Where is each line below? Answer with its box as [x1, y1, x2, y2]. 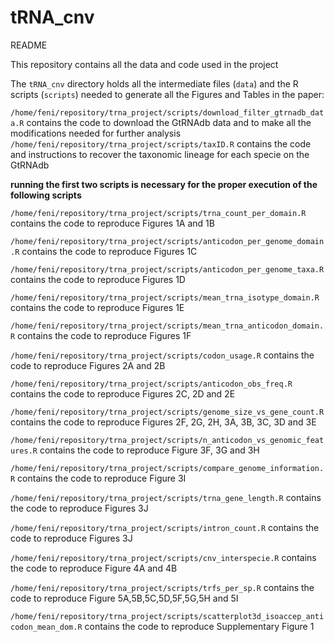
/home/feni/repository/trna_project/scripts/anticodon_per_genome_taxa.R [10, 264, 325, 275]
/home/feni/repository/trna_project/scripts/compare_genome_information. [10, 463, 325, 473]
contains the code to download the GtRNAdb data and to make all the [26, 116, 312, 128]
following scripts [10, 189, 82, 201]
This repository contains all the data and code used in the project [10, 58, 279, 70]
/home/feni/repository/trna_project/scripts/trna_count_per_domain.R [10, 208, 307, 218]
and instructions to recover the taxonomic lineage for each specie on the [10, 148, 310, 160]
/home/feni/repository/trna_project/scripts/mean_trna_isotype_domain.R [10, 292, 320, 303]
